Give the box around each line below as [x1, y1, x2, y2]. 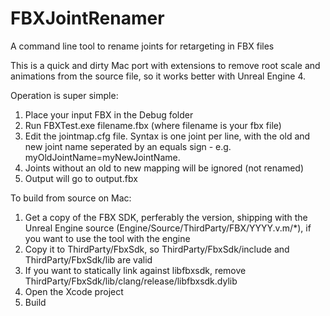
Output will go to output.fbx [24, 172, 138, 184]
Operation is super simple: [10, 89, 119, 101]
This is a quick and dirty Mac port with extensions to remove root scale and [10, 59, 321, 71]
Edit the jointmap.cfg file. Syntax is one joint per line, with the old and [24, 130, 311, 142]
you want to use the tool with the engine [24, 232, 191, 244]
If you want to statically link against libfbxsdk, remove [24, 264, 247, 276]
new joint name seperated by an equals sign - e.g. [24, 140, 232, 152]
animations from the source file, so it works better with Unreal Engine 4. [10, 70, 307, 82]
